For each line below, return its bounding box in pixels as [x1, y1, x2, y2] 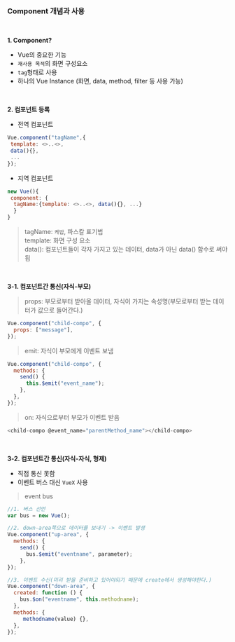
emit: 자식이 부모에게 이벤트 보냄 [24, 346, 114, 355]
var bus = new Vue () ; [7, 512, 71, 519]
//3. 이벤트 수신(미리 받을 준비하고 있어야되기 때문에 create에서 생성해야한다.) [7, 576, 212, 583]
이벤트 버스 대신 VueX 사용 [17, 478, 89, 486]
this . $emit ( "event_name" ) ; [25, 380, 105, 387]
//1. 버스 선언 [7, 505, 45, 512]
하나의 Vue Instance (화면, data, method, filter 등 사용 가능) [17, 77, 184, 86]
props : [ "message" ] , [13, 326, 73, 334]
